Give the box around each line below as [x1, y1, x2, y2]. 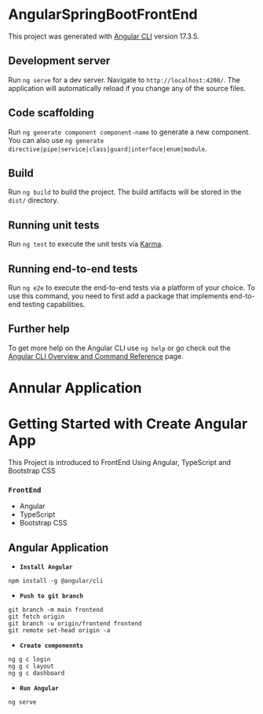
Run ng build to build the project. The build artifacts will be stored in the [8, 187, 242, 197]
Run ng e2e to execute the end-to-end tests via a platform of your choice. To [8, 283, 256, 292]
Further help [8, 322, 71, 335]
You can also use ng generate [8, 135, 104, 145]
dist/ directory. [8, 196, 59, 205]
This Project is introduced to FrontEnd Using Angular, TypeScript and [8, 457, 232, 467]
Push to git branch [19, 592, 84, 600]
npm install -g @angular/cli [8, 577, 104, 585]
